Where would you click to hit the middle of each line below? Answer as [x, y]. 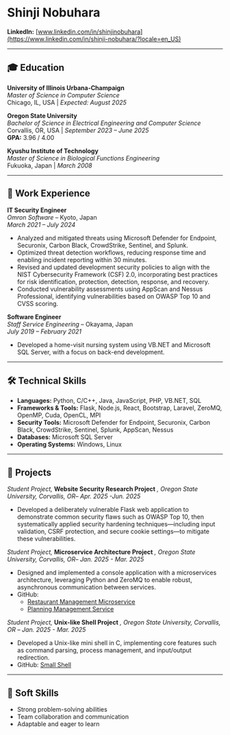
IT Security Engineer [37, 210]
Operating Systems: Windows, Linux [69, 445]
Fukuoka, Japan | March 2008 [50, 165]
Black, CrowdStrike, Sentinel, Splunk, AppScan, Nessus [95, 430]
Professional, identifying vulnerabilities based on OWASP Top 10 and [114, 296]
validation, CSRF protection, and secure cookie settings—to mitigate [113, 532]
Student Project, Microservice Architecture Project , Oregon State [101, 552]
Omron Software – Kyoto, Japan [52, 217]
